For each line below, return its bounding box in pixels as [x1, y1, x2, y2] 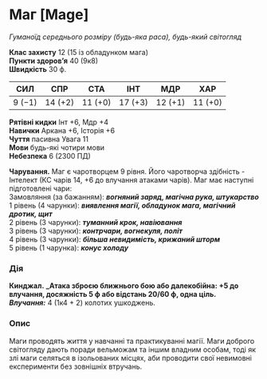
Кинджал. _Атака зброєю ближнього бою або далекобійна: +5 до [9, 281, 239, 290]
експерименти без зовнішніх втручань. [9, 361, 143, 371]
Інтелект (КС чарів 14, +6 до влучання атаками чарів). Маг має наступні [9, 175, 254, 184]
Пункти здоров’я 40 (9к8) [9, 56, 99, 65]
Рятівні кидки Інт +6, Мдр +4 [9, 117, 108, 127]
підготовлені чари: [9, 184, 73, 193]
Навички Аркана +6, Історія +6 [9, 125, 115, 135]
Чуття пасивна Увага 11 [9, 134, 88, 144]
